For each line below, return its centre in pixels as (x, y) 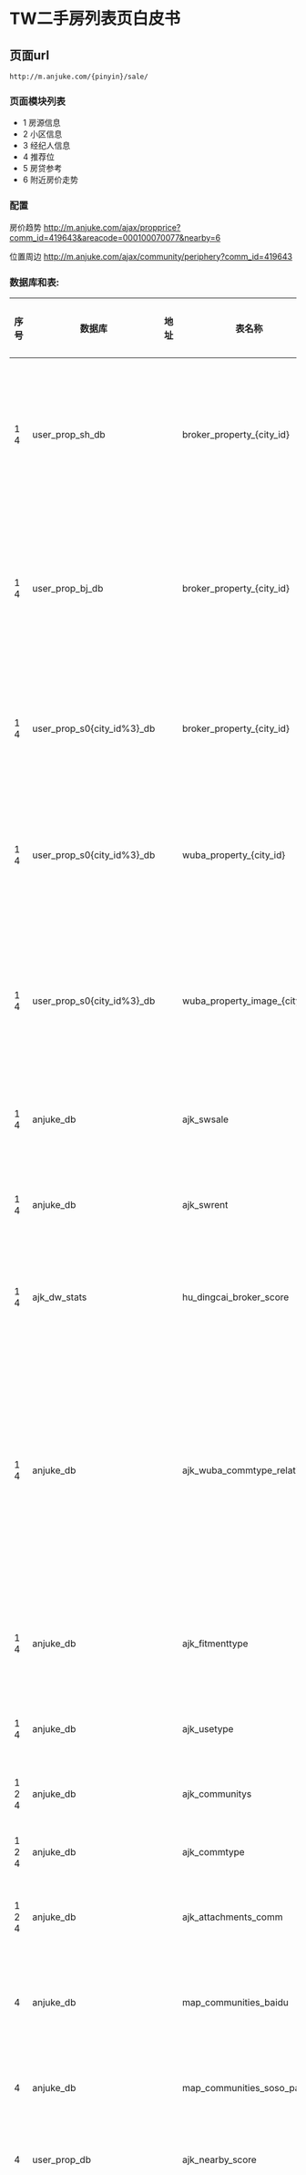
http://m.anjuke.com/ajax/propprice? (112, 227)
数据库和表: (35, 282)
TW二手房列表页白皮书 (95, 19)
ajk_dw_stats (60, 1297)
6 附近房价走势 (51, 180)
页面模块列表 (38, 101)
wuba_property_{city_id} (234, 855)
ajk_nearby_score (219, 2160)
